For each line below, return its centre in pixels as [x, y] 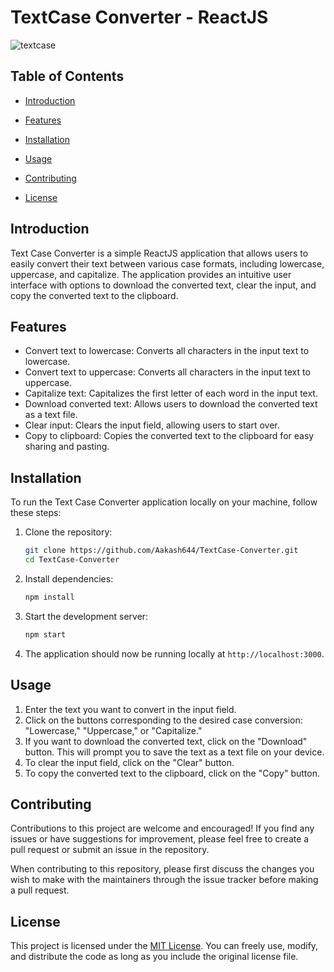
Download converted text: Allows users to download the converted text [171, 404]
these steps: [36, 513]
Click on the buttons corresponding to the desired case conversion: [163, 720]
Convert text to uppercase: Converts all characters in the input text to [167, 372]
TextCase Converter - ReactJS [139, 17]
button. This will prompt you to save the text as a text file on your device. [174, 752]
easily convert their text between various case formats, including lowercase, [167, 263]
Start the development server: [86, 616]
